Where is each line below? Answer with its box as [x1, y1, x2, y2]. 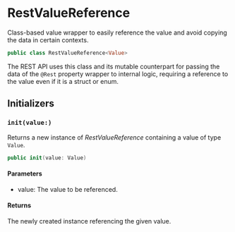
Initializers [7, 97, 55, 110]
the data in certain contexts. [7, 35, 89, 44]
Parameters [7, 169, 42, 178]
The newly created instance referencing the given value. [7, 216, 171, 225]
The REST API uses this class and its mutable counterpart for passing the [7, 62, 220, 71]
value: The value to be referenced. [17, 185, 118, 193]
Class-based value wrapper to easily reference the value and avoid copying [7, 28, 227, 37]
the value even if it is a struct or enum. [7, 77, 119, 85]
